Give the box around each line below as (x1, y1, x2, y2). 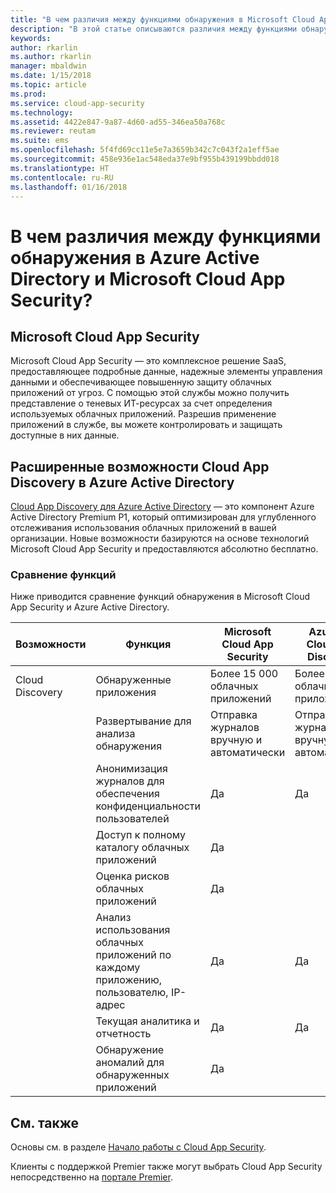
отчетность (95, 1027, 152, 1041)
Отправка (209, 708, 258, 722)
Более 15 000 (209, 667, 279, 681)
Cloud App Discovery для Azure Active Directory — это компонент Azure (10, 501, 315, 513)
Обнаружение (95, 1043, 165, 1057)
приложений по (95, 948, 172, 962)
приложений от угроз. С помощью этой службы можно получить (10, 387, 290, 399)
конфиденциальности (95, 799, 201, 813)
